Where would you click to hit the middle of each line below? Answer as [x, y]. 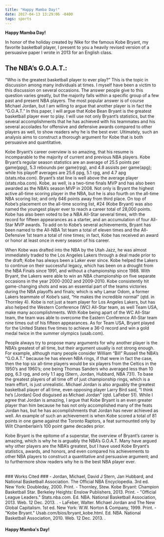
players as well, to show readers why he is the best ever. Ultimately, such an [82, 132]
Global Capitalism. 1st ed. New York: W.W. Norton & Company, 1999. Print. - [81, 508]
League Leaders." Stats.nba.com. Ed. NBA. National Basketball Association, [81, 497]
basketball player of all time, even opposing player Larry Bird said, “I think [79, 390]
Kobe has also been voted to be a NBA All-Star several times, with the [75, 214]
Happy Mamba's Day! [27, 529]
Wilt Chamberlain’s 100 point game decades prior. [55, 426]
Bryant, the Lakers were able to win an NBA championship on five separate [80, 276]
